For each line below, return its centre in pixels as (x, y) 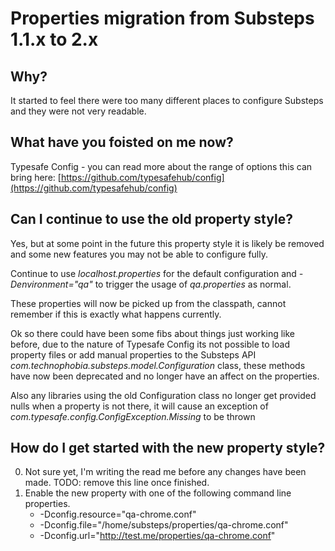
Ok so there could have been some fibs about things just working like (153, 333)
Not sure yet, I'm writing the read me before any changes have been (165, 472)
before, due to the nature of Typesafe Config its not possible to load (150, 344)
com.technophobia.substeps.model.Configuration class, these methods (158, 365)
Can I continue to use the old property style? (151, 219)
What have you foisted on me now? (122, 142)
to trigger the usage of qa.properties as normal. (193, 284)
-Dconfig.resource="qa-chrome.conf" (118, 514)
